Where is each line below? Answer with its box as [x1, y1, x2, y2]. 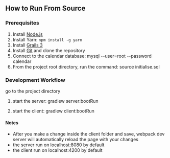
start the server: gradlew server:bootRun [12, 98, 99, 104]
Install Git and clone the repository [12, 47, 85, 53]
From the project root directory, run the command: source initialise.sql [12, 63, 160, 70]
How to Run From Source [5, 4, 86, 13]
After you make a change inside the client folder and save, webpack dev [12, 131, 165, 137]
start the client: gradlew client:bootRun [12, 107, 94, 114]
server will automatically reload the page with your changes [12, 137, 139, 143]
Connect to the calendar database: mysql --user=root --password [12, 53, 152, 59]
